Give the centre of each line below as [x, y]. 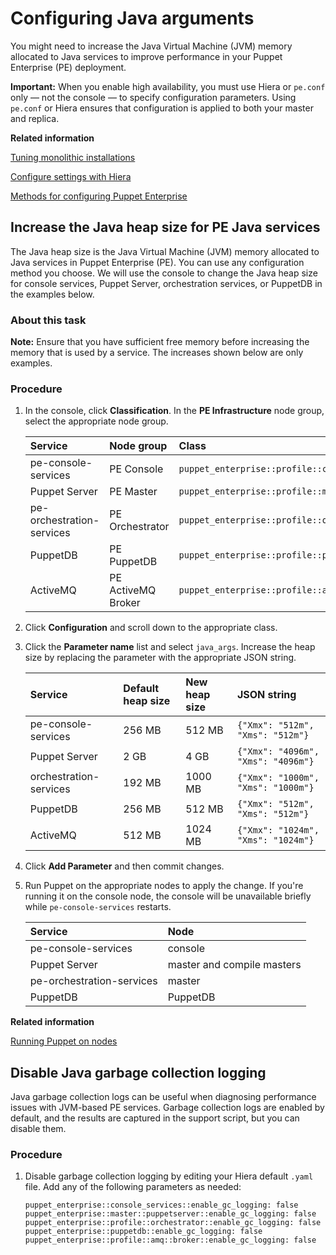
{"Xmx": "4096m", [278, 751]
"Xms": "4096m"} [275, 761]
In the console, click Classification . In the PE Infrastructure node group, [174, 411]
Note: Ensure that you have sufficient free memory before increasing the [160, 342]
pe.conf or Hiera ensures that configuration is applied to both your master [162, 108]
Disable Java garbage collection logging [138, 1072]
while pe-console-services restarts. [98, 907]
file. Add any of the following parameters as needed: [133, 1187]
